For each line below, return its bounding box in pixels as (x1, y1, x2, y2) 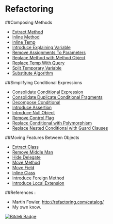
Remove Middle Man (12, 149, 53, 155)
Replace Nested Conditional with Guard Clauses (12, 125, 108, 131)
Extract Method (12, 29, 43, 34)
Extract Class (12, 144, 39, 150)
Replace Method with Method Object (12, 54, 86, 60)
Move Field (12, 164, 35, 171)
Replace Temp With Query (12, 60, 65, 66)
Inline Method (12, 34, 40, 40)
